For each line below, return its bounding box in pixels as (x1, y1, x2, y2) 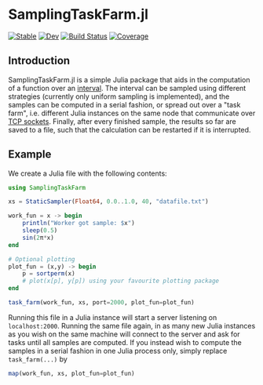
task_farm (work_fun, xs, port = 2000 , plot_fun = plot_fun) (8, 299, 195, 307)
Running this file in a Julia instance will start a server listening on (8, 312, 217, 322)
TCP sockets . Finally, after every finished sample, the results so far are (8, 116, 237, 126)
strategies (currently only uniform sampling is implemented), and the (8, 92, 230, 101)
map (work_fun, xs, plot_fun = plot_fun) (8, 369, 135, 377)
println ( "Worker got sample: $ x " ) (22, 220, 135, 227)
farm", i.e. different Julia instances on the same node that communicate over (8, 108, 256, 118)
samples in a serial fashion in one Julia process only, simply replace (8, 346, 228, 355)
